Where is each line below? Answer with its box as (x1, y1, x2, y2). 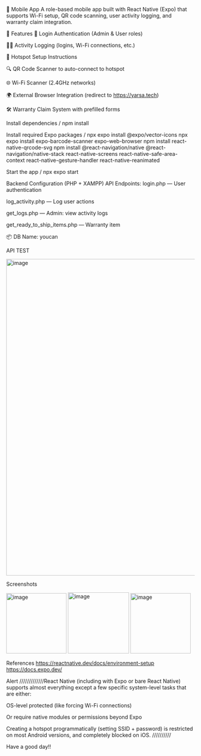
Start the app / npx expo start (6, 168, 79, 175)
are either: (6, 690, 32, 697)
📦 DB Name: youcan (6, 233, 58, 240)
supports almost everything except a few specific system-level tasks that (6, 684, 187, 691)
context (6, 156, 25, 164)
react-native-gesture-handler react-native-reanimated (26, 156, 160, 164)
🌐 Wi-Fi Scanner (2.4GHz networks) (6, 79, 96, 86)
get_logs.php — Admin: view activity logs (6, 210, 108, 216)
